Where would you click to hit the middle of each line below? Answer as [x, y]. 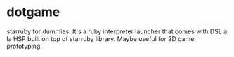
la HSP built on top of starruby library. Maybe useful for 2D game [100, 38]
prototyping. [25, 46]
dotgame [33, 12]
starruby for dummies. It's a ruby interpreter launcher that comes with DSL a [117, 31]
